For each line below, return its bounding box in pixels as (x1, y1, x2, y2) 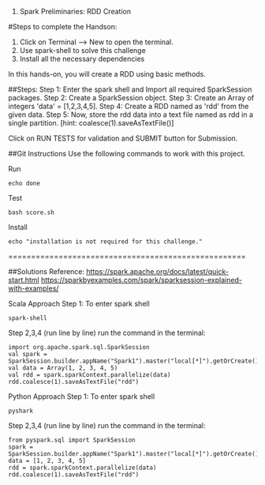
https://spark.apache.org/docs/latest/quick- (86, 267, 229, 276)
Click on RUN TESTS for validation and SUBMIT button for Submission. (8, 133, 238, 143)
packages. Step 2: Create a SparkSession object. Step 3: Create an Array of (8, 93, 255, 102)
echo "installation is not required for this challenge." (8, 238, 203, 246)
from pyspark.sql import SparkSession (8, 436, 136, 444)
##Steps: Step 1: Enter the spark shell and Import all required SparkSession (8, 85, 252, 94)
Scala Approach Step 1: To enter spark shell (8, 299, 150, 308)
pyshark (8, 407, 34, 415)
